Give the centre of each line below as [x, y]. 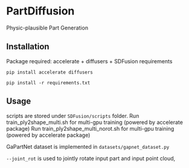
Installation [28, 47]
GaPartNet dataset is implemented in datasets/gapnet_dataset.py [88, 146]
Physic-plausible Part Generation [47, 28]
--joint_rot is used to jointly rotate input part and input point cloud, [91, 158]
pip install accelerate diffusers [50, 72]
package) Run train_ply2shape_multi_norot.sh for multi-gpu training [90, 128]
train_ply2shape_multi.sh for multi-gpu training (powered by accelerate [94, 122]
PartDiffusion [40, 11]
